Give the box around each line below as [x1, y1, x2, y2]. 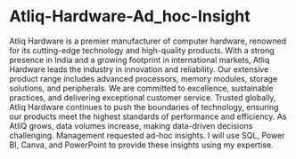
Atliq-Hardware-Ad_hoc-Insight [9, 6, 251, 27]
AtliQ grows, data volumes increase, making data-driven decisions [9, 120, 253, 131]
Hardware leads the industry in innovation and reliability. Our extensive [9, 64, 269, 75]
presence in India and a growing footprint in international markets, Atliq [9, 54, 270, 65]
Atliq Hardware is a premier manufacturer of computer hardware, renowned [9, 36, 287, 46]
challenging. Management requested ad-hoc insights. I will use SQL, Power [9, 130, 285, 140]
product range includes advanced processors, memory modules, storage [9, 73, 278, 83]
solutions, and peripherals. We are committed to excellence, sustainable [9, 83, 274, 93]
